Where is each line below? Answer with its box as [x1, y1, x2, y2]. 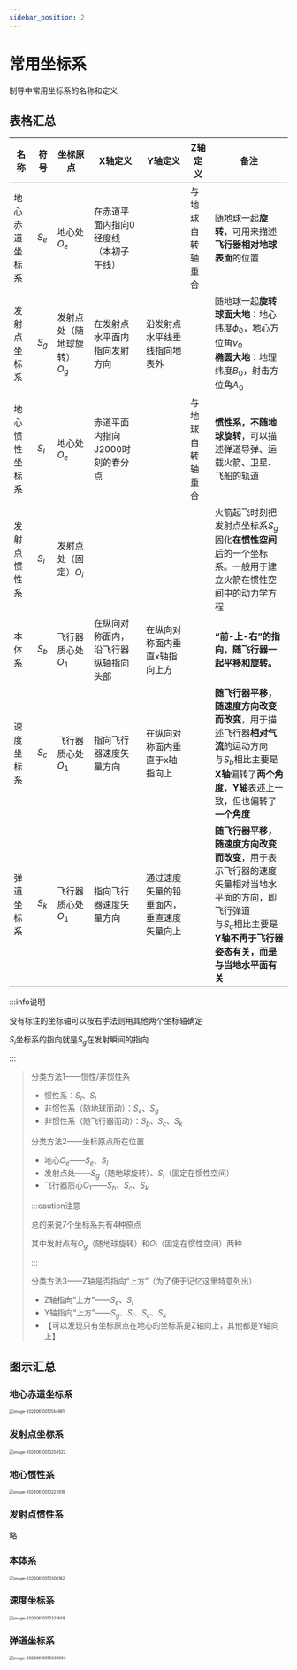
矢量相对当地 [215, 878, 269, 890]
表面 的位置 [215, 252, 260, 264]
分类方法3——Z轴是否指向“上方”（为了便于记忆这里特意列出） [30, 1276, 257, 1286]
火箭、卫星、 [224, 457, 278, 469]
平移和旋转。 [224, 657, 278, 669]
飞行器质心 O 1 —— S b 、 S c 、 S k [43, 1180, 149, 1193]
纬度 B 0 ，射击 [215, 364, 270, 378]
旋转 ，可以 [224, 430, 269, 442]
